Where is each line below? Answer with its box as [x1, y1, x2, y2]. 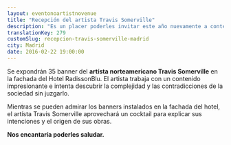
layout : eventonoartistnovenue [7, 10, 97, 17]
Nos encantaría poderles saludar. [7, 130, 104, 138]
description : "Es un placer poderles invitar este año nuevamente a [7, 23, 208, 30]
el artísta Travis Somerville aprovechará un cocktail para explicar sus [7, 109, 202, 118]
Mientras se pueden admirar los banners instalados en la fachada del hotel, [7, 102, 221, 111]
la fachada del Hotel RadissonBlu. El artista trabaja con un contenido [7, 74, 201, 82]
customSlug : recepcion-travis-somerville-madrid [7, 36, 149, 43]
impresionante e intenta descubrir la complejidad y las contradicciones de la [7, 82, 223, 90]
